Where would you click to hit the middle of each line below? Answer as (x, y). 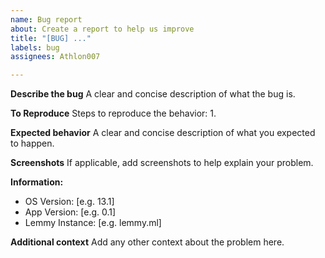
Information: (37, 182)
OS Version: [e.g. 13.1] (69, 202)
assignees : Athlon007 (55, 57)
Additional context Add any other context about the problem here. (147, 242)
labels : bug (35, 47)
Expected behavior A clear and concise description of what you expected (163, 133)
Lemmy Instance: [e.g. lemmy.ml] (93, 223)
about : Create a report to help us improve (102, 29)
